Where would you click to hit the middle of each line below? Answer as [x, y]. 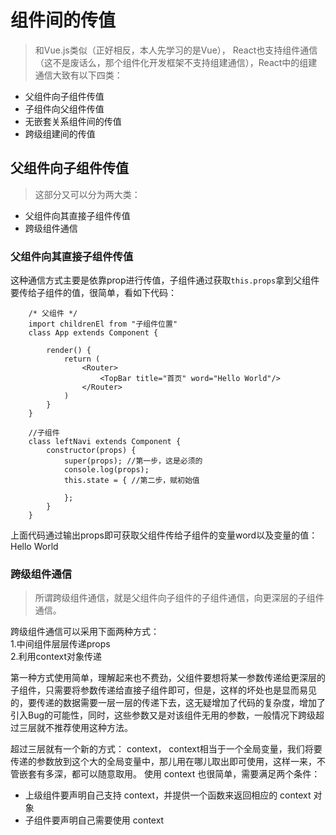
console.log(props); [106, 470]
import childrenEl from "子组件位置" [103, 324]
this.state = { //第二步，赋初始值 [131, 481]
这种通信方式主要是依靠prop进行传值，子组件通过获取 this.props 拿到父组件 [165, 280]
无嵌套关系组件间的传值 [73, 121]
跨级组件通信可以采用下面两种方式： [85, 632]
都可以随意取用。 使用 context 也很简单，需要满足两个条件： [196, 774]
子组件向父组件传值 [64, 108]
